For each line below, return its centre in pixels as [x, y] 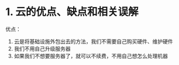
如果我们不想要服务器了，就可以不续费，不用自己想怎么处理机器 [91, 56]
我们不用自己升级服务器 [42, 48]
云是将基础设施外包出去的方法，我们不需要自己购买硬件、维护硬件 [93, 41]
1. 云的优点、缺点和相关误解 [72, 12]
